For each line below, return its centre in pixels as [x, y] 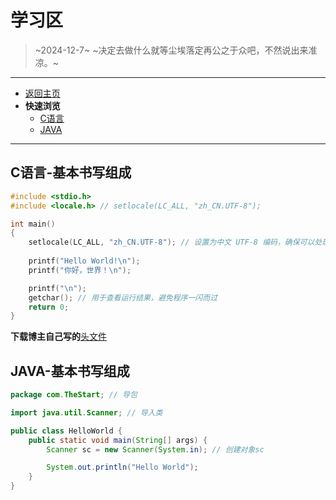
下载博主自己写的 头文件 [58, 337]
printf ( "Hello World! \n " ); [84, 261]
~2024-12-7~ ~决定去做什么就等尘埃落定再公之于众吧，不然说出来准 [176, 50]
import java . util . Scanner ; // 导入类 [86, 412]
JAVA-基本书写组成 [70, 371]
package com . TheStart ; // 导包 [74, 395]
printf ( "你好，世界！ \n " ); [80, 270]
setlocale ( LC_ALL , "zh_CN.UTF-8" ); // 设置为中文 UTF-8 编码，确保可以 [171, 242]
